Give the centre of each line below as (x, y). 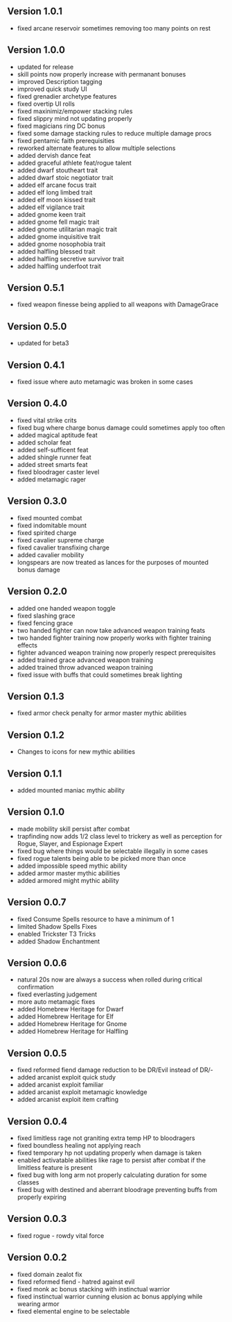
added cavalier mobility (51, 554)
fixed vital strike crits (47, 420)
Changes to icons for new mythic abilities (76, 752)
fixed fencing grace (45, 623)
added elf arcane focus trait (57, 185)
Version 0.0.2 (37, 1258)
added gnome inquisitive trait (59, 236)
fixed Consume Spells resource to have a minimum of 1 (96, 919)
